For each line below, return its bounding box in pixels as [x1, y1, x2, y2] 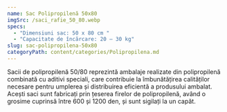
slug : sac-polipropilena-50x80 [7, 42, 98, 49]
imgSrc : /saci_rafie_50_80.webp [7, 17, 100, 24]
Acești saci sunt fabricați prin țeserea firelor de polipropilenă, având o [7, 89, 206, 97]
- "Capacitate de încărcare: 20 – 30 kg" [13, 36, 135, 43]
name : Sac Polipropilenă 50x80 [7, 10, 98, 17]
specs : [7, 23, 26, 30]
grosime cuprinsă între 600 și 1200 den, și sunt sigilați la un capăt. [7, 97, 196, 105]
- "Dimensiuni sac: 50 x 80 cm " [13, 29, 110, 37]
